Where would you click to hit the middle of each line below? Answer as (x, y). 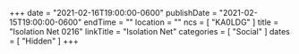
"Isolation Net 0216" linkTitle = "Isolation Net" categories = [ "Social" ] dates (150, 31)
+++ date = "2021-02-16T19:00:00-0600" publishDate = (113, 13)
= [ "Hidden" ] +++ (44, 41)
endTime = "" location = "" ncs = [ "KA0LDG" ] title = (181, 22)
